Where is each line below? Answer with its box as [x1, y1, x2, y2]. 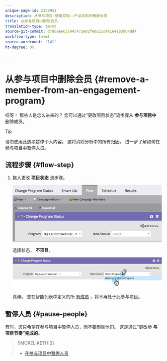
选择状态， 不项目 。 [12, 247, 53, 253]
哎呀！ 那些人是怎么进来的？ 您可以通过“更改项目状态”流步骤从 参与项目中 [5, 112, 157, 118]
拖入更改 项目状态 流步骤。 [12, 175, 68, 181]
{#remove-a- [94, 74, 149, 85]
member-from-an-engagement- [5, 85, 141, 95]
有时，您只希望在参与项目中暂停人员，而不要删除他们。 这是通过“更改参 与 [5, 324, 158, 330]
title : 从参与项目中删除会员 [5, 18, 58, 23]
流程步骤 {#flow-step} [5, 161, 75, 169]
